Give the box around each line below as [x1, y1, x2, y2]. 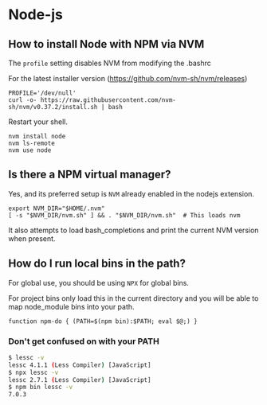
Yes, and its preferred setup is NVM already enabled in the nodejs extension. [8, 189, 255, 198]
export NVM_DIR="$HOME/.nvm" [8, 204, 105, 212]
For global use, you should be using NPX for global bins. [8, 278, 190, 287]
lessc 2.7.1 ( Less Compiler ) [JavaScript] [8, 376, 151, 384]
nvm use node [8, 146, 52, 154]
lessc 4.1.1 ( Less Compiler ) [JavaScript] [8, 360, 151, 369]
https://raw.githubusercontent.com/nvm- [40, 96, 177, 104]
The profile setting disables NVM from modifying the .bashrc [8, 58, 211, 68]
